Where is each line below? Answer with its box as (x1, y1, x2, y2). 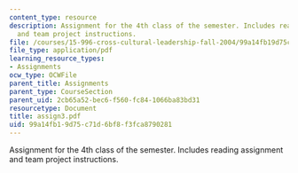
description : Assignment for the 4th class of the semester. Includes (9, 21, 276, 30)
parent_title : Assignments (9, 79, 109, 88)
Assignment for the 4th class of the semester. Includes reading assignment (9, 145, 284, 155)
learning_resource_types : (9, 54, 105, 63)
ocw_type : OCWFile (9, 71, 77, 80)
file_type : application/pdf (9, 46, 114, 55)
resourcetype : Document (9, 104, 98, 113)
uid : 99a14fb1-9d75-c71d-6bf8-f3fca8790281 (9, 121, 173, 130)
